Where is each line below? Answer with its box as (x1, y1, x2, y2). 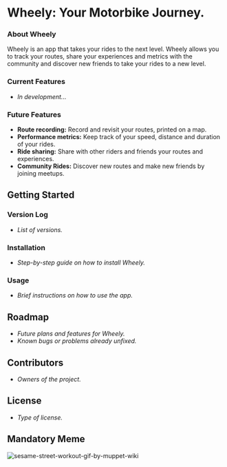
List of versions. (17, 225, 63, 233)
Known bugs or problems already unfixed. (17, 337, 137, 345)
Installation (7, 242, 46, 252)
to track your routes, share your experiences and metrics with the (7, 52, 193, 61)
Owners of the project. (17, 375, 81, 383)
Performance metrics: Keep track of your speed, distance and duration (17, 133, 221, 141)
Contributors (7, 357, 64, 369)
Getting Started (7, 189, 75, 201)
